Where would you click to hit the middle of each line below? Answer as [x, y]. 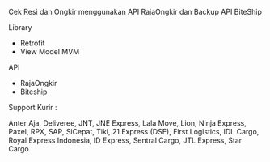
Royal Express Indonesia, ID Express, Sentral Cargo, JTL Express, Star [125, 140]
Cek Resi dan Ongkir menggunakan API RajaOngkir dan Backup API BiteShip [135, 12]
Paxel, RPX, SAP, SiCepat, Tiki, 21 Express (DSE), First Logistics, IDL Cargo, [134, 132]
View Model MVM [50, 51]
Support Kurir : [33, 107]
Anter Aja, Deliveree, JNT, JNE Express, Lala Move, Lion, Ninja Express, [127, 123]
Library [20, 27]
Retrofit [32, 43]
